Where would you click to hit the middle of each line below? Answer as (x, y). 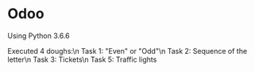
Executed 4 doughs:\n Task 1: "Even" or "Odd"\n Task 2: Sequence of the (127, 51)
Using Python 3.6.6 (39, 36)
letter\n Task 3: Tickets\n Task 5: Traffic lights (82, 59)
